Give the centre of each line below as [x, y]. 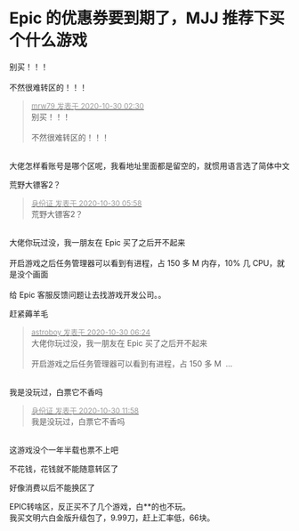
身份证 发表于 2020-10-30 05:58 [86, 203]
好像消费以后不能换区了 [52, 487]
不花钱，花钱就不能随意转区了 [64, 469]
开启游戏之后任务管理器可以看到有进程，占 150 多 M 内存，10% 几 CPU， [143, 262]
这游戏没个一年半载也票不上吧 [64, 449]
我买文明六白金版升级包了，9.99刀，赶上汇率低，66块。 [112, 518]
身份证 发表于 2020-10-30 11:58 [85, 410]
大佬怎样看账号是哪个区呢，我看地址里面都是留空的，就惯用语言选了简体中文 [149, 165]
